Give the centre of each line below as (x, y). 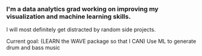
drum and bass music (33, 48)
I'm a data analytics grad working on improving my (82, 9)
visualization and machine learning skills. (69, 16)
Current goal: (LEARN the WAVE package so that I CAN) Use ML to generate (101, 42)
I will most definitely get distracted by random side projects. (81, 30)
